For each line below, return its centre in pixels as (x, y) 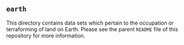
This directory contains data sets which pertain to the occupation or (90, 23)
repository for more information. (46, 35)
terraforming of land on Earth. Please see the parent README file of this (92, 29)
